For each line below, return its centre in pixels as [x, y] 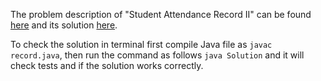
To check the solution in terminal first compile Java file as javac [141, 44]
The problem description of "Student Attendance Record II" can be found [161, 14]
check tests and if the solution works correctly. [107, 65]
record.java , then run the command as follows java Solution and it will [157, 55]
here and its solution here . [64, 25]
